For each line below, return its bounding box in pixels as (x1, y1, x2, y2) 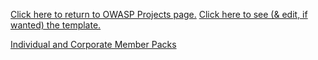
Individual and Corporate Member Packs (10, 39, 177, 50)
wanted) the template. (10, 19, 102, 31)
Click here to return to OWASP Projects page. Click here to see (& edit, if (10, 9, 308, 20)
